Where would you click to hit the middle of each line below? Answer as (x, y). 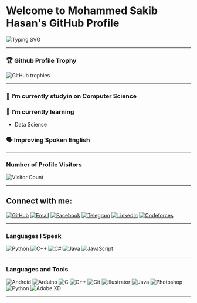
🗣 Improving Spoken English (48, 140)
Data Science (31, 125)
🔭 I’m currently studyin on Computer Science (71, 96)
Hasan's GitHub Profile (63, 23)
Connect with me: (39, 201)
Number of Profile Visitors (44, 164)
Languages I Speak (34, 236)
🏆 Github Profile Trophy (41, 60)
